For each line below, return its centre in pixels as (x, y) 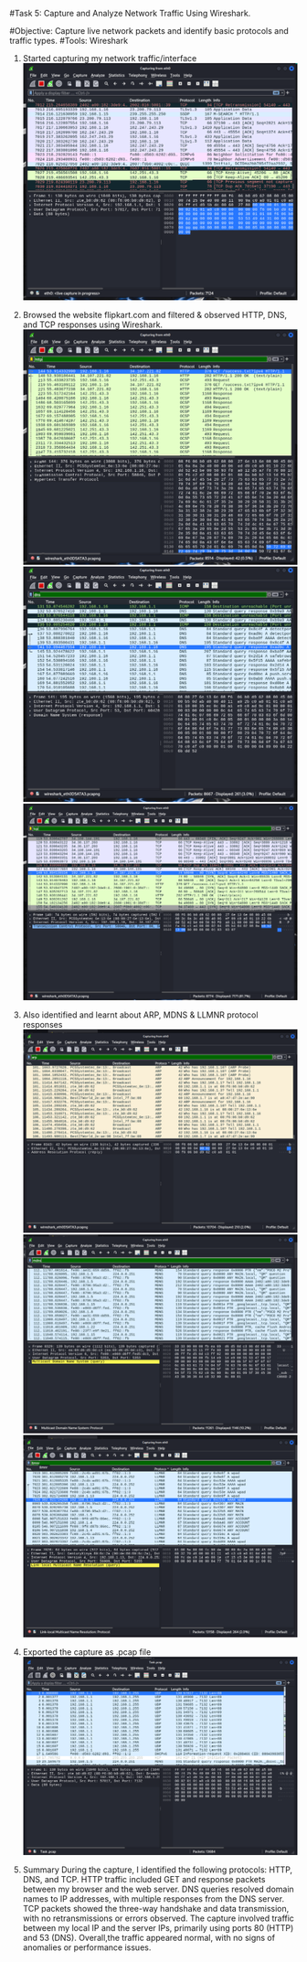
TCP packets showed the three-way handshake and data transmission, (156, 1909)
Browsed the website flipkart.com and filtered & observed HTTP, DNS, (155, 315)
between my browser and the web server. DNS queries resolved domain (158, 1889)
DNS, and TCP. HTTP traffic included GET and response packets (144, 1880)
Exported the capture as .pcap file (87, 1652)
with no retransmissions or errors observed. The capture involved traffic (159, 1918)
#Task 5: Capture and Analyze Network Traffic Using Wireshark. (130, 13)
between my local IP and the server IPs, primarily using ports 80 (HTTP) (158, 1928)
